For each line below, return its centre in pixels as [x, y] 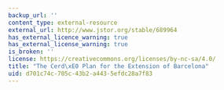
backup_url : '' [33, 15]
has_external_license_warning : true [68, 45]
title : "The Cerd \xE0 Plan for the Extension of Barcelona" [109, 67]
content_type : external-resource [63, 23]
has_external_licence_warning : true [68, 37]
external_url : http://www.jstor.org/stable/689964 [93, 30]
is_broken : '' [31, 52]
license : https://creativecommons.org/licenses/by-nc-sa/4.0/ [112, 59]
